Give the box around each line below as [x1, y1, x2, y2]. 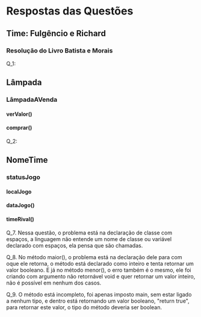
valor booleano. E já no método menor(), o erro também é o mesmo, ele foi [6, 266, 191, 274]
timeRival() [6, 216, 34, 223]
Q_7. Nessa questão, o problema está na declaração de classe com [6, 229, 173, 236]
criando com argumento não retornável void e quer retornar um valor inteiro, [6, 272, 196, 280]
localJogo [6, 188, 32, 195]
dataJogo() [6, 202, 35, 209]
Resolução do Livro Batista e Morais [6, 46, 113, 55]
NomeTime [6, 155, 48, 165]
